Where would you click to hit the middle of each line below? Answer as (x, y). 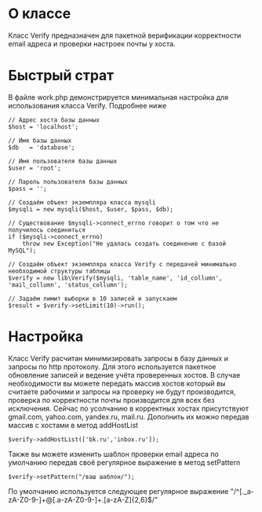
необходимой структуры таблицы (59, 271)
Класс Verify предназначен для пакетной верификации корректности (125, 35)
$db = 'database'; (42, 147)
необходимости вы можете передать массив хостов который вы (117, 383)
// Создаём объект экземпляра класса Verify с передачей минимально (122, 264)
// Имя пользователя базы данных (63, 161)
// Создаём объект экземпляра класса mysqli (82, 202)
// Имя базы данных (40, 141)
